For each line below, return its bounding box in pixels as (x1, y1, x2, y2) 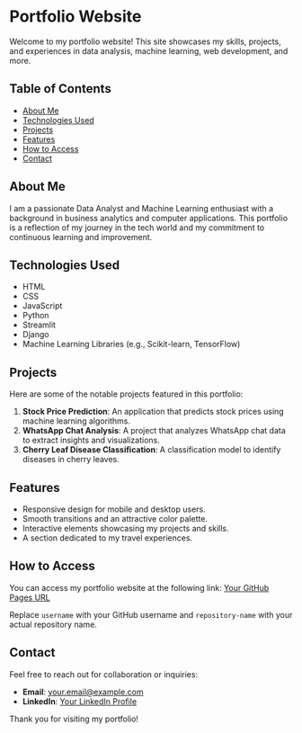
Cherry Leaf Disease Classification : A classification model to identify (22, 444, 281, 455)
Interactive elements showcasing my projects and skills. (22, 523, 229, 533)
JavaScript (22, 300, 63, 311)
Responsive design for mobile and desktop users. (22, 504, 206, 514)
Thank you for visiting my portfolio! (9, 713, 139, 724)
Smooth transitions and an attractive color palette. (22, 514, 209, 523)
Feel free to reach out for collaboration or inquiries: (9, 668, 199, 680)
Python (22, 310, 49, 321)
